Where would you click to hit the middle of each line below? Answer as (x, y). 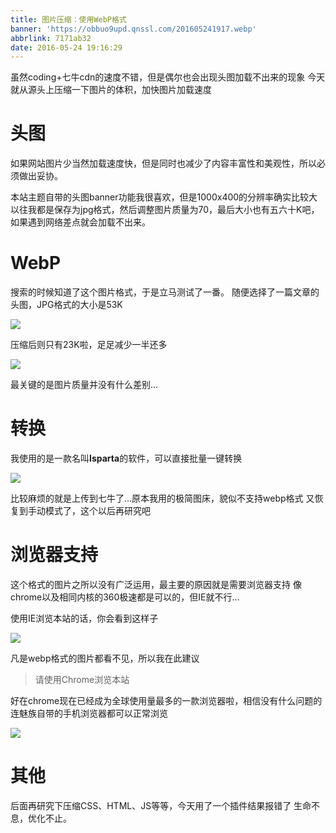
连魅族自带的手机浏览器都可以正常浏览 (89, 713)
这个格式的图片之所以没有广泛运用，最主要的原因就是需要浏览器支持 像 (156, 584)
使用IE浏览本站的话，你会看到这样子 (84, 618)
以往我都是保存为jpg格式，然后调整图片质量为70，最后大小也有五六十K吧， (165, 210)
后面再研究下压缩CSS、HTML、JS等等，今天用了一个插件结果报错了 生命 (161, 805)
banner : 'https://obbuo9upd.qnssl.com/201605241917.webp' (133, 29)
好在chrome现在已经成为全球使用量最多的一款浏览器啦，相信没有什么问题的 (166, 700)
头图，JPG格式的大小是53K (66, 305)
